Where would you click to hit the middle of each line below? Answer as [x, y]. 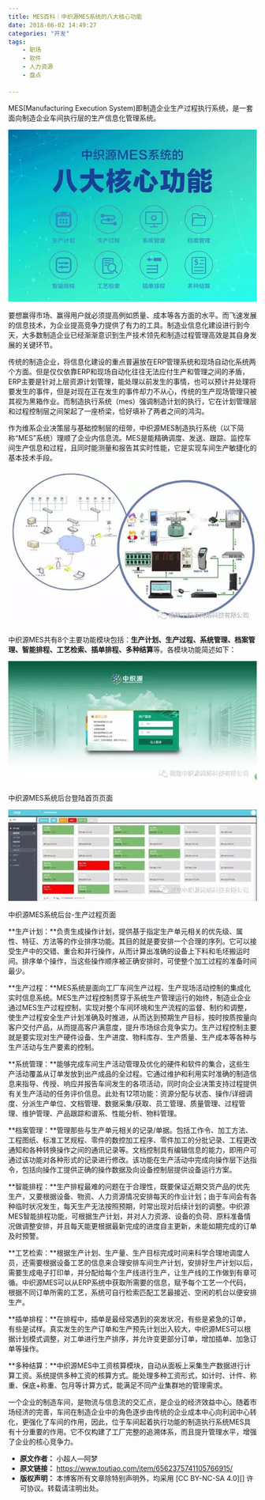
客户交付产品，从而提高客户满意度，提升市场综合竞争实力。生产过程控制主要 [132, 1027]
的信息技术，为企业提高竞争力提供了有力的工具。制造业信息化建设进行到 [125, 325]
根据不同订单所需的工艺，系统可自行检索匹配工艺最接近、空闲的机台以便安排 [132, 1292]
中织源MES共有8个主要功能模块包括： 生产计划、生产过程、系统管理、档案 [128, 640]
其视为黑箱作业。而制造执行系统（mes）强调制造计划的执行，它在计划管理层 [132, 401]
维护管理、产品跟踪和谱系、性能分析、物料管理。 [101, 1113]
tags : [17, 42]
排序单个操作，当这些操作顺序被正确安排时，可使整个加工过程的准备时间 [139, 960]
